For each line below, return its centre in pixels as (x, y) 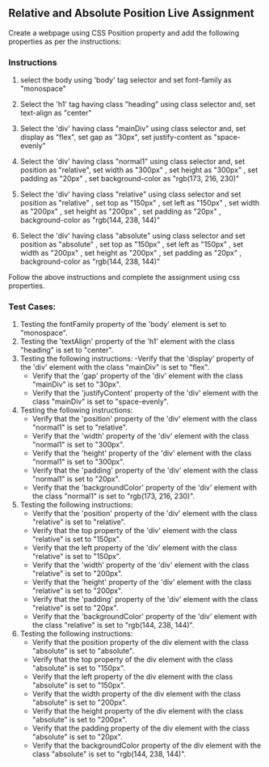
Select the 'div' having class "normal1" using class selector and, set (132, 162)
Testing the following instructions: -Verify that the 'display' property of (137, 358)
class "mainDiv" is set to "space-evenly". (100, 402)
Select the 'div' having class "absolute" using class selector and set (132, 236)
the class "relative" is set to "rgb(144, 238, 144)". (113, 625)
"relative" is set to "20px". (75, 608)
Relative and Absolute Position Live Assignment (131, 13)
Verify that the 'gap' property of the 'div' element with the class (138, 376)
